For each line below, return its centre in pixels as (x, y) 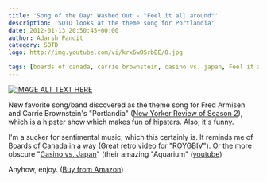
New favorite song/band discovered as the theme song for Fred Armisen (127, 105)
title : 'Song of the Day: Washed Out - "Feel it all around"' (113, 15)
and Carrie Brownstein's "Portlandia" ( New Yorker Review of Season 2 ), (126, 113)
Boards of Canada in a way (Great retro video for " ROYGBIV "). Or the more (130, 145)
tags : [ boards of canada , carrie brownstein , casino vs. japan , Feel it (131, 67)
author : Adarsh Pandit (46, 38)
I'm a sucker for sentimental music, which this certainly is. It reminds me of (131, 137)
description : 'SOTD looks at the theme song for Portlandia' (112, 23)
